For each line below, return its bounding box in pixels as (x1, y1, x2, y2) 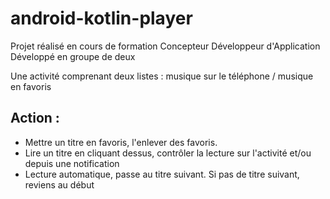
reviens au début (24, 178, 95, 191)
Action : (10, 110, 60, 127)
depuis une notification (24, 157, 120, 169)
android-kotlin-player (10, 7, 193, 30)
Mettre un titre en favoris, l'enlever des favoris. (24, 136, 218, 148)
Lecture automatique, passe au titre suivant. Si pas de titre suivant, (24, 168, 300, 180)
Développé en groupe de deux (10, 50, 136, 62)
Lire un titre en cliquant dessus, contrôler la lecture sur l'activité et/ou (24, 147, 312, 159)
